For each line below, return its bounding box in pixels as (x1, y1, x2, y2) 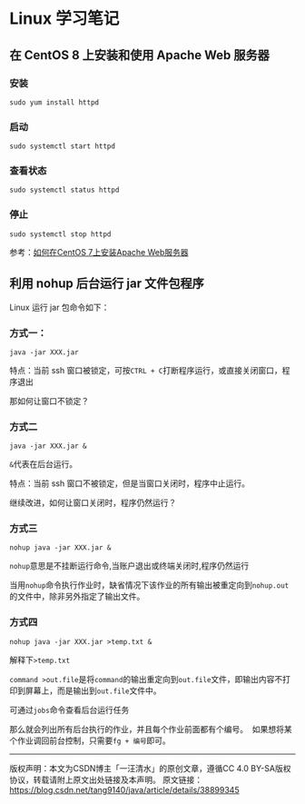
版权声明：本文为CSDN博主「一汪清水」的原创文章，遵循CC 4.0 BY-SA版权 (9, 762, 291, 773)
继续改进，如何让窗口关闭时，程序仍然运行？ (9, 497, 177, 509)
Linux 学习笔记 (9, 8, 120, 29)
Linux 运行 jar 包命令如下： (9, 302, 110, 313)
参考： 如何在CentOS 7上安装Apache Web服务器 (9, 246, 189, 257)
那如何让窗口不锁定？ (9, 395, 89, 406)
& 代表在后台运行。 (9, 459, 78, 470)
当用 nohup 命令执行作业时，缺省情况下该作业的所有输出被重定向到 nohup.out (9, 580, 290, 591)
